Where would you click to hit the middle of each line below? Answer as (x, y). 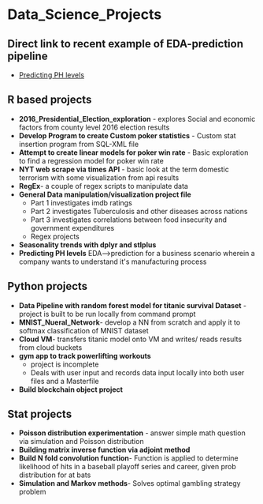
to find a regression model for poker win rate (91, 160)
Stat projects (40, 414)
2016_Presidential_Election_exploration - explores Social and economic (137, 118)
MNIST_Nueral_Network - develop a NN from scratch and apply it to (130, 322)
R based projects (50, 100)
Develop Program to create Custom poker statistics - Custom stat (128, 135)
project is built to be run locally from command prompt (107, 314)
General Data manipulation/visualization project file (105, 194)
